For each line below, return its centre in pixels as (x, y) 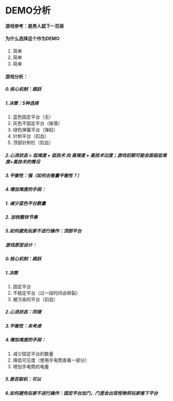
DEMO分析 (28, 10)
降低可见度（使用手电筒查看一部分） (51, 360)
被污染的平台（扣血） (35, 299)
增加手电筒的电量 (31, 366)
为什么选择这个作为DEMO (33, 38)
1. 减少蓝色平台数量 (26, 203)
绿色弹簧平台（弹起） (35, 130)
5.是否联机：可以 (23, 379)
